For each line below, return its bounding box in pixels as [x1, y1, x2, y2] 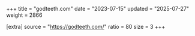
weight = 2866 [6, 11, 43, 19]
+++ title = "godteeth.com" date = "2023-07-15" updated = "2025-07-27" [6, 5, 190, 12]
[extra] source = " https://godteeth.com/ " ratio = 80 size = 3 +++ [6, 23, 166, 30]
